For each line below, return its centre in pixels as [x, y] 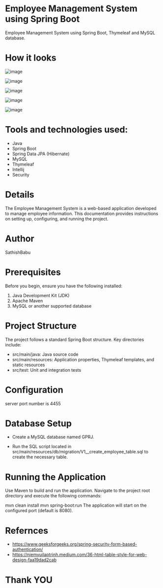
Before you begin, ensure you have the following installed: [64, 286]
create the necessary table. [40, 457]
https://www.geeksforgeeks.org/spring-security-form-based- [75, 544]
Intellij [18, 169]
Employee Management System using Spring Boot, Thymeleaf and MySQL [80, 33]
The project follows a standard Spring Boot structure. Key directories [75, 339]
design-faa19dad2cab [34, 560]
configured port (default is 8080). [39, 511]
